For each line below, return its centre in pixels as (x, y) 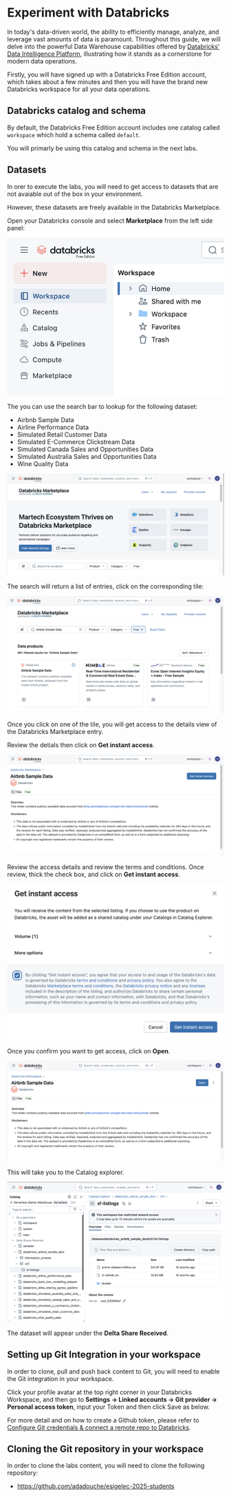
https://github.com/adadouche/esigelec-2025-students (96, 1486)
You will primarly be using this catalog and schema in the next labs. (102, 148)
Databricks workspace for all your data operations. (79, 89)
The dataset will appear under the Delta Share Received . (88, 1333)
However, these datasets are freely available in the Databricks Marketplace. (114, 207)
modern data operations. (42, 61)
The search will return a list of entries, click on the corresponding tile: (106, 586)
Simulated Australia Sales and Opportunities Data (87, 456)
